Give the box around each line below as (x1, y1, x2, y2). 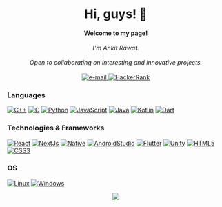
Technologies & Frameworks (7, 124, 105, 133)
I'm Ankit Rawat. (92, 43, 139, 52)
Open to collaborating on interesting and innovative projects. (29, 58, 203, 66)
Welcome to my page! (83, 29, 148, 37)
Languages (7, 90, 46, 99)
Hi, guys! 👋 (84, 6, 148, 22)
